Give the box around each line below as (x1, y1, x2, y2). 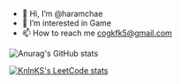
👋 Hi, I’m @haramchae (21, 9, 103, 19)
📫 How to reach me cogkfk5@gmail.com (21, 27, 172, 38)
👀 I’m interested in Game (21, 18, 112, 28)
